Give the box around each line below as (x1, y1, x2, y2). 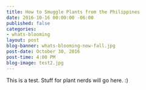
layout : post (6, 37, 40, 43)
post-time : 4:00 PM (6, 54, 56, 60)
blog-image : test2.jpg (6, 60, 64, 66)
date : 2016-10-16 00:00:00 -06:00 (6, 15, 94, 21)
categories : (6, 26, 36, 32)
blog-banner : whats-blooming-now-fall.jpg (6, 43, 116, 49)
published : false (6, 20, 50, 26)
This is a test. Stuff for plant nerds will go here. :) (6, 77, 129, 84)
